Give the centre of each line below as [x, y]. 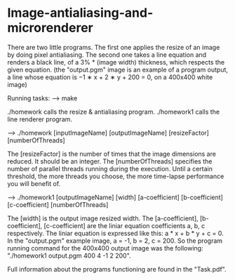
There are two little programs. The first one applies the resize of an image [114, 47]
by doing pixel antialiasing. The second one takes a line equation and [107, 55]
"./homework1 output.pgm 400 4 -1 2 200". [69, 255]
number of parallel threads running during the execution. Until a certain [110, 168]
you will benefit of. [34, 183]
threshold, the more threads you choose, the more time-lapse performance [116, 176]
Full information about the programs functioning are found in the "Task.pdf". [117, 269]
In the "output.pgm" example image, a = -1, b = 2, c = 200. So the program [115, 241]
